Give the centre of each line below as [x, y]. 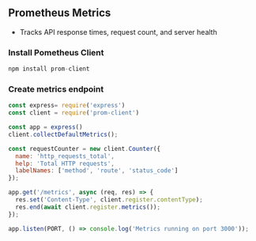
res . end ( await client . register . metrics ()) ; [88, 207]
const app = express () [45, 127]
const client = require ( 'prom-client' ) [74, 113]
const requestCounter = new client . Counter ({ [84, 149]
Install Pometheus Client [56, 52]
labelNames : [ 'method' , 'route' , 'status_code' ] [97, 171]
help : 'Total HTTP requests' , [65, 164]
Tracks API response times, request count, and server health [118, 32]
